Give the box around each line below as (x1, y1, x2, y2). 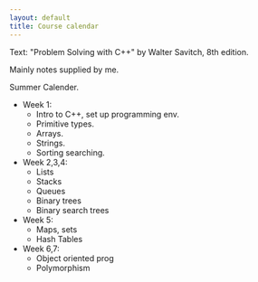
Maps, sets (35, 223, 78, 235)
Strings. (35, 137, 66, 148)
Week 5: (22, 214, 54, 225)
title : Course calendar (9, 22, 100, 31)
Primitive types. (35, 118, 95, 129)
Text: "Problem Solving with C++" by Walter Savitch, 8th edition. (9, 46, 249, 57)
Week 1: (22, 99, 53, 109)
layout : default (9, 13, 71, 23)
